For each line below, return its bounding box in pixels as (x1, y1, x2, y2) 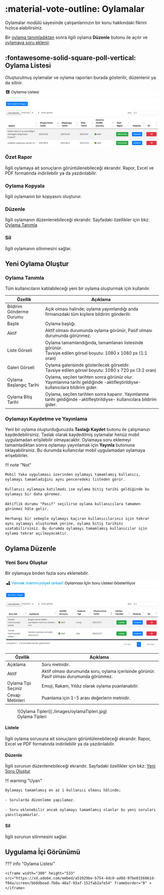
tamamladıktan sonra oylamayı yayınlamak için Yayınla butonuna (5, 442, 135, 448)
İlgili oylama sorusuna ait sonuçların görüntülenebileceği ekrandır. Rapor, (5, 736, 151, 742)
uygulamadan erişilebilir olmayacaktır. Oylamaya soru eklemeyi (5, 437, 131, 443)
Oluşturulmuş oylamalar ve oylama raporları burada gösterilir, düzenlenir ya (5, 75, 156, 80)
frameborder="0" (114, 881, 147, 886)
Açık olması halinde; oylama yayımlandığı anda (45, 306, 138, 312)
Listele (5, 725, 20, 731)
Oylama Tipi (7, 680, 32, 686)
